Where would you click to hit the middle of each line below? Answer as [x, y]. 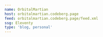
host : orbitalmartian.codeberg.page [42, 14]
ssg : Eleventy [19, 23]
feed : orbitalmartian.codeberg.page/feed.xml [51, 18]
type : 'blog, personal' [29, 27]
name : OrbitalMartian [26, 9]
